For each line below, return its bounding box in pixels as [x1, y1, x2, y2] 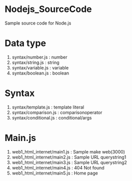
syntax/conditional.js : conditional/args [11, 114, 92, 120]
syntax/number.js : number [11, 54, 68, 60]
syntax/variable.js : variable [11, 64, 69, 70]
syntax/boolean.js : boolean [11, 70, 69, 76]
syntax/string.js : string [11, 59, 59, 65]
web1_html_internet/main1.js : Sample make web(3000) [11, 148, 125, 154]
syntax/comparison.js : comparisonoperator [11, 109, 102, 115]
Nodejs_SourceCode [4, 3, 92, 15]
